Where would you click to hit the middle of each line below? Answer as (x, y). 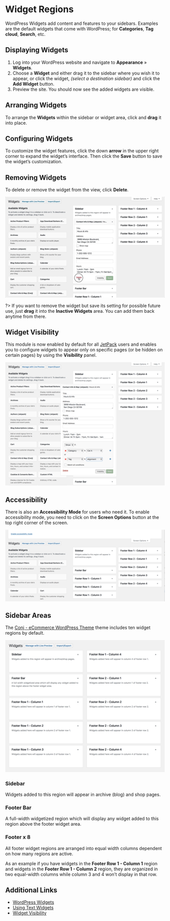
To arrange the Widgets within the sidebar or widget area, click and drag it (83, 117)
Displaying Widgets (37, 50)
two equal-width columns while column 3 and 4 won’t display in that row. (81, 874)
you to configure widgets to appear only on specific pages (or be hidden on (84, 350)
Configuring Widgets (39, 139)
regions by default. (25, 633)
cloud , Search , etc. (25, 34)
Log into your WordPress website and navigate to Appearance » (80, 62)
